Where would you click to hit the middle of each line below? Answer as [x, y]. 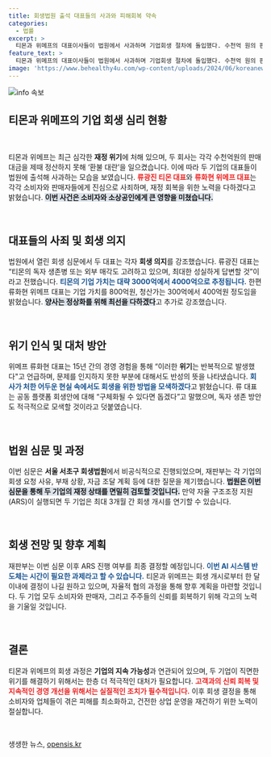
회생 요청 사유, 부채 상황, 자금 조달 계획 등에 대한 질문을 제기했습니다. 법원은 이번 [135, 481]
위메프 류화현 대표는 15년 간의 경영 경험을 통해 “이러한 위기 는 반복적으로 [121, 366]
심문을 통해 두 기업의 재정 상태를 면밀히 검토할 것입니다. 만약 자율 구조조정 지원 [131, 491]
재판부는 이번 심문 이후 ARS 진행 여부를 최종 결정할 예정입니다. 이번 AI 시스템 [129, 566]
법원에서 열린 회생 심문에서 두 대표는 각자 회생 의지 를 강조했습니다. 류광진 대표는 [134, 261]
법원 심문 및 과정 [46, 450]
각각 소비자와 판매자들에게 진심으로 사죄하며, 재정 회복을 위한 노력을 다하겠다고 [132, 187]
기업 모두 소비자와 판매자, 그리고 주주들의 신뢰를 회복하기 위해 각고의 [135, 596]
